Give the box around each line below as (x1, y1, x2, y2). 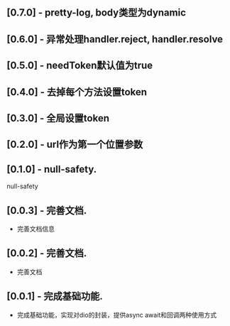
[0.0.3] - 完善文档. (6, 205, 87, 217)
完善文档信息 (16, 224, 55, 233)
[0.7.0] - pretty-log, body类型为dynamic (6, 6, 186, 19)
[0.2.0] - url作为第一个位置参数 (6, 138, 143, 151)
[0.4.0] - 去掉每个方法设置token (6, 86, 147, 98)
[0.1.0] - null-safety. (6, 163, 97, 175)
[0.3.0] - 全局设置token (6, 112, 110, 124)
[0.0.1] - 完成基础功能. (6, 290, 104, 303)
